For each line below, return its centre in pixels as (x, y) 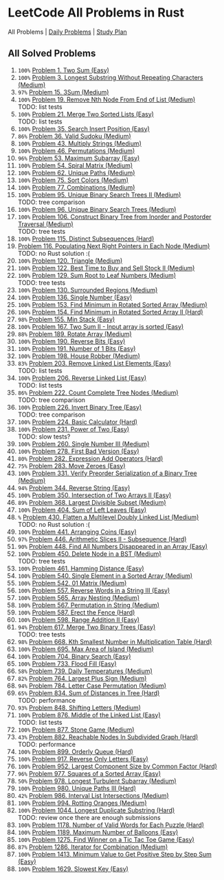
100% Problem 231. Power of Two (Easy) (74, 429)
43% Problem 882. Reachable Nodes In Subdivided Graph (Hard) (108, 737)
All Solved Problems (52, 53)
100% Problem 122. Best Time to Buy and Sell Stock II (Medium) (106, 268)
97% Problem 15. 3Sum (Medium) (63, 92)
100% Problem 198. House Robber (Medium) (79, 356)
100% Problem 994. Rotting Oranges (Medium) (82, 803)
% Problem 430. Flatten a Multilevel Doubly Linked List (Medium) (108, 517)
